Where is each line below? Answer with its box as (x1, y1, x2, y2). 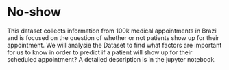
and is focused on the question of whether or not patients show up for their (7, 33, 219, 41)
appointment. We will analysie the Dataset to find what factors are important (7, 41, 222, 49)
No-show (7, 4, 62, 20)
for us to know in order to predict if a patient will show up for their (7, 48, 193, 56)
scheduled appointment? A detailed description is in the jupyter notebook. (7, 55, 216, 63)
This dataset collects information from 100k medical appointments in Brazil (7, 27, 218, 35)
